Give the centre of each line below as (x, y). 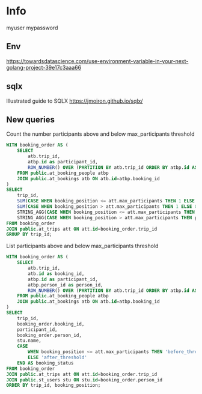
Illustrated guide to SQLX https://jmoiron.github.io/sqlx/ (75, 101)
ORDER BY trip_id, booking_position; (54, 386)
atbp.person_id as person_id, (66, 285)
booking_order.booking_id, (51, 324)
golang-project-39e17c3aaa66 (44, 67)
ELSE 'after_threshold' (57, 357)
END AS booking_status (45, 363)
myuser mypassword (32, 28)
